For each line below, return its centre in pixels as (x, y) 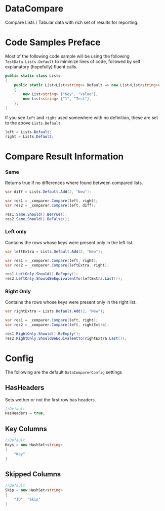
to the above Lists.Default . (34, 123)
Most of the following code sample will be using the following (67, 56)
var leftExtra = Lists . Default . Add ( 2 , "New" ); (54, 252)
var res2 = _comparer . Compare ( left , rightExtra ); (57, 325)
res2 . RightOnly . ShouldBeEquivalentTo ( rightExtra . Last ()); (66, 338)
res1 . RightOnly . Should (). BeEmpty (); (43, 334)
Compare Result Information (64, 156)
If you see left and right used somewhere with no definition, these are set (82, 118)
